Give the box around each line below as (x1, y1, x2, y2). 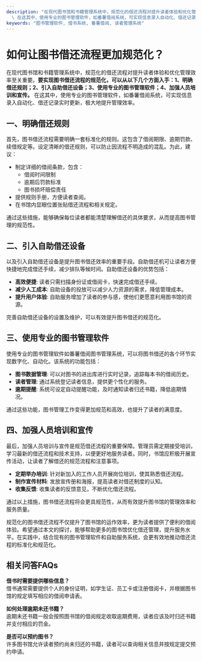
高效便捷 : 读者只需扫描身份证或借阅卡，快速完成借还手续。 (14, 278, 161, 285)
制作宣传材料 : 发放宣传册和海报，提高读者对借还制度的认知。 (14, 477, 166, 485)
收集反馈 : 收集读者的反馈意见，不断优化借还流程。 (14, 485, 139, 492)
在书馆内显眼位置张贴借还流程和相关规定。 (14, 201, 121, 208)
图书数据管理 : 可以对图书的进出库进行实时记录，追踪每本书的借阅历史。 (14, 370, 192, 377)
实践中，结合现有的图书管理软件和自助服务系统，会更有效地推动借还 (22, 533, 191, 540)
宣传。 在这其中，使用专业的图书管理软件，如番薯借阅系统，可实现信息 (16, 92, 192, 99)
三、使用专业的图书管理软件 (6, 333, 109, 343)
